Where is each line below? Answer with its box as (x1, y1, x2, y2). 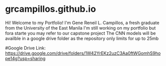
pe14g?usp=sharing (5, 55, 46, 61)
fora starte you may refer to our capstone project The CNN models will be (5, 30, 156, 36)
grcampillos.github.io (5, 3, 96, 15)
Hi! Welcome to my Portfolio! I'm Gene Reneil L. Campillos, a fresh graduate (5, 20, 160, 26)
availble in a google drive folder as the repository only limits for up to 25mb (5, 35, 159, 41)
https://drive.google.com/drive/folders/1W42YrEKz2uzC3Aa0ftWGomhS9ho (5, 50, 161, 56)
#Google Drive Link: (5, 45, 46, 51)
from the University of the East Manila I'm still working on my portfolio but (5, 25, 156, 31)
